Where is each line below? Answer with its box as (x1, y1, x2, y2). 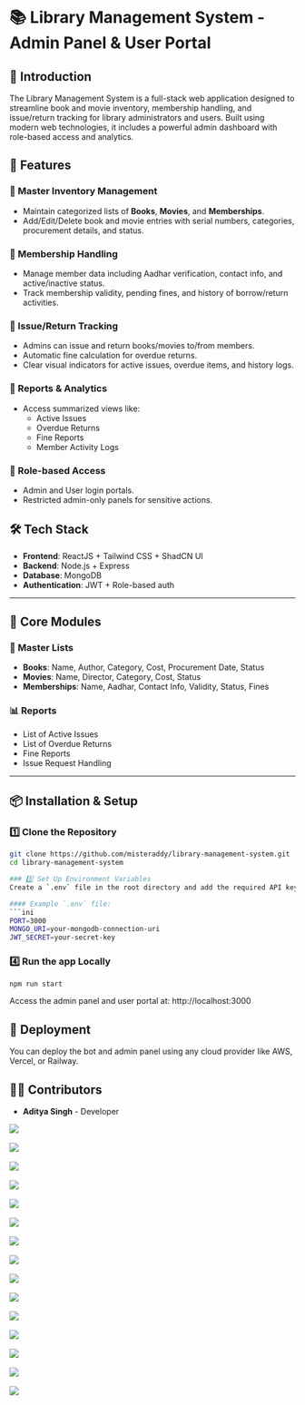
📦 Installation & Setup (9, 793, 139, 809)
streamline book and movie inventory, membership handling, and (9, 103, 252, 113)
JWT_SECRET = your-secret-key (9, 933, 116, 942)
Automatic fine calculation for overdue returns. (22, 350, 198, 361)
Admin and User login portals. (22, 485, 134, 496)
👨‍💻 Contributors (9, 1082, 103, 1097)
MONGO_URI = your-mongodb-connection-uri (9, 925, 161, 934)
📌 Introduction (9, 69, 93, 84)
